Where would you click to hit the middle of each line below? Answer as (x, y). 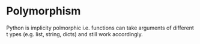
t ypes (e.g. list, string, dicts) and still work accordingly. (74, 34)
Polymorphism (44, 11)
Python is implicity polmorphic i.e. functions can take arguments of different (100, 28)
